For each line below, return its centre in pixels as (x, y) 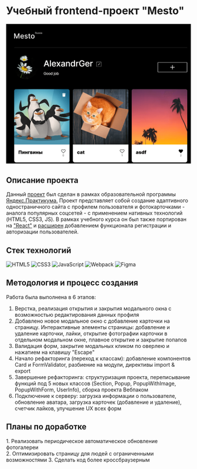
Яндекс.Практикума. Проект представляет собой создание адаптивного (97, 200)
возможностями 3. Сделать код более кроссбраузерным (78, 460)
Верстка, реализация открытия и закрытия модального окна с (93, 308)
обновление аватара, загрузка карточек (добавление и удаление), (98, 402)
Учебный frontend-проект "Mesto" (95, 11)
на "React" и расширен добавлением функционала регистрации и (89, 226)
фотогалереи (22, 447)
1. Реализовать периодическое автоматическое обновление (82, 441)
